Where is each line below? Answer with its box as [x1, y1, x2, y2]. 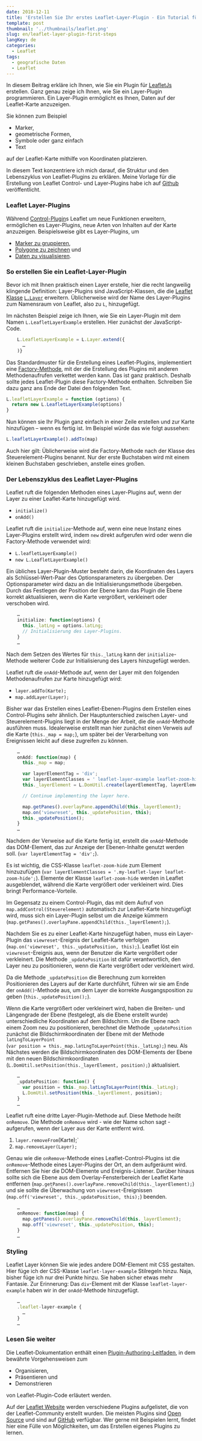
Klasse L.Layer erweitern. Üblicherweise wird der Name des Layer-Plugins [6, 294, 191, 301]
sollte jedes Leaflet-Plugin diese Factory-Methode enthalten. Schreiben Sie [6, 378, 192, 385]
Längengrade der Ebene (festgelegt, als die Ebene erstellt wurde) [6, 1011, 168, 1018]
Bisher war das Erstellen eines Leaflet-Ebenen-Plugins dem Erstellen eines [6, 705, 191, 712]
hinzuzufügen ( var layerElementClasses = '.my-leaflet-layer [6, 868, 162, 876]
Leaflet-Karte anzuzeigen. [6, 101, 71, 108]
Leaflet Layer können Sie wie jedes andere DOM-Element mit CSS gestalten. [6, 1260, 195, 1268]
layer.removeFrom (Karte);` [14, 1137, 79, 1144]
